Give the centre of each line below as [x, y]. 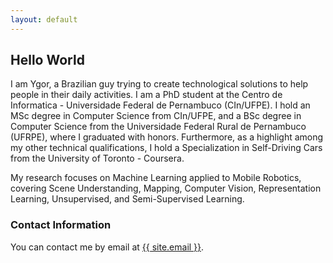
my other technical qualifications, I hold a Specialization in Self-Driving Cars [166, 148]
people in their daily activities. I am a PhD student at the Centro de [146, 95]
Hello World [47, 60]
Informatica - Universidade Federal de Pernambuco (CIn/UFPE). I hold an [160, 105]
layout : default [44, 19]
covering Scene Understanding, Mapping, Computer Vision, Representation [166, 188]
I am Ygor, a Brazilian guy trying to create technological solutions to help [159, 84]
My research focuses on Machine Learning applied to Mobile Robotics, [156, 178]
